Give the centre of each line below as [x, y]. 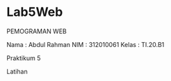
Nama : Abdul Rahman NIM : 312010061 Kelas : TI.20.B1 [85, 44]
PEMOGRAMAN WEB [36, 31]
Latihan [17, 71]
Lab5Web [35, 12]
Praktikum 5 [24, 58]
